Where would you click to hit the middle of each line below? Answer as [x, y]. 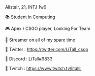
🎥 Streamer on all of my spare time [40, 40]
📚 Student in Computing [30, 17]
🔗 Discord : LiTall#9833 [29, 59]
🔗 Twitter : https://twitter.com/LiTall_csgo [47, 49]
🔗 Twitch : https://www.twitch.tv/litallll [43, 68]
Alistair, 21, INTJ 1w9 [26, 7]
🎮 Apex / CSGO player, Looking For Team [48, 28]
